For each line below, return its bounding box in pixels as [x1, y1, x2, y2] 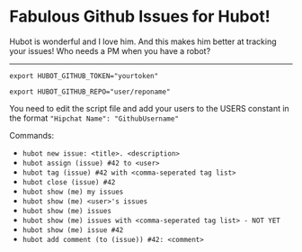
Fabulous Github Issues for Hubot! [9, 6, 271, 27]
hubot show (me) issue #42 [22, 225, 124, 235]
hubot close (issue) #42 [22, 177, 116, 186]
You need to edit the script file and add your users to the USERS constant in [9, 103, 289, 113]
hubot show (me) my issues [22, 187, 124, 196]
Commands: [9, 130, 55, 140]
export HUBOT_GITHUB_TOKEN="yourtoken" [9, 71, 159, 80]
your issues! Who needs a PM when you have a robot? [9, 45, 211, 56]
